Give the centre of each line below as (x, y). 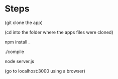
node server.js (20, 61)
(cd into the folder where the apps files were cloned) (59, 32)
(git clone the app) (24, 22)
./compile (15, 51)
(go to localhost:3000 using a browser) (45, 71)
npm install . (17, 42)
